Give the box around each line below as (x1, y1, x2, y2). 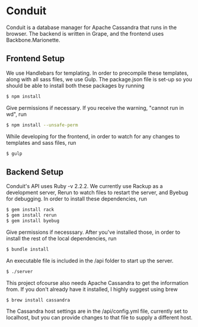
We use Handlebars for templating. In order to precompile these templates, (6, 69, 189, 77)
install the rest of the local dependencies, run (6, 234, 117, 242)
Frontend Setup (6, 53, 65, 64)
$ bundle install (6, 246, 49, 252)
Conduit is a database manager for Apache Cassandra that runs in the (6, 24, 177, 31)
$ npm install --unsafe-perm (6, 122, 78, 128)
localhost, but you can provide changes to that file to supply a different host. (6, 314, 193, 321)
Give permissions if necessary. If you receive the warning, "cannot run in (6, 104, 184, 111)
